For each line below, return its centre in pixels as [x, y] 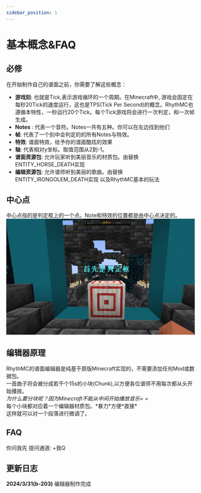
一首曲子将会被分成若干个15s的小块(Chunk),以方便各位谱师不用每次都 [92, 384]
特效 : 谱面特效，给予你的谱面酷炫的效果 [63, 142]
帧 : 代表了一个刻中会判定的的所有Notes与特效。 [74, 134]
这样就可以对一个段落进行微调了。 [48, 413]
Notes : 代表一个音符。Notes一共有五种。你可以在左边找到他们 [92, 127]
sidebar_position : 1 [32, 13]
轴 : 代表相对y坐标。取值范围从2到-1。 [61, 149]
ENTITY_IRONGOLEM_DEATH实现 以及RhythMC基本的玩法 [87, 179]
